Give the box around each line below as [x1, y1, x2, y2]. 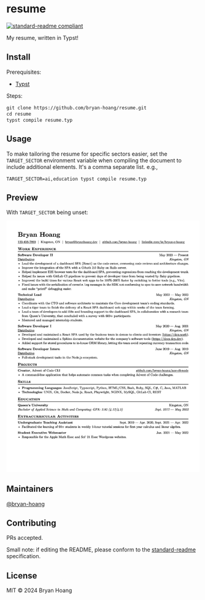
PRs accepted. [6, 534, 44, 542]
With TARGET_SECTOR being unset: [6, 208, 88, 216]
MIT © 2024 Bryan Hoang [6, 586, 72, 594]
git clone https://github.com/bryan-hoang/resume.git [6, 105, 147, 111]
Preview [6, 192, 39, 203]
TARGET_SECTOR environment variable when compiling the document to [6, 156, 182, 164]
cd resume [6, 111, 32, 117]
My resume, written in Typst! [6, 34, 79, 41]
